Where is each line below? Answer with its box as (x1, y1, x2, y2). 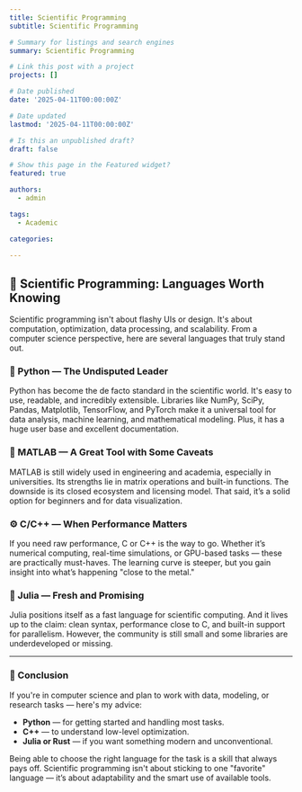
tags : (9, 209, 30, 218)
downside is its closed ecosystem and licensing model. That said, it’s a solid (9, 485, 290, 496)
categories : (9, 235, 54, 244)
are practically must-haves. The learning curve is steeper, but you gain (9, 556, 271, 567)
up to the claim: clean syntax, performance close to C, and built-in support (9, 619, 286, 630)
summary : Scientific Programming (9, 46, 135, 55)
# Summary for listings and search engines (9, 38, 175, 47)
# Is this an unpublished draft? (9, 136, 135, 145)
